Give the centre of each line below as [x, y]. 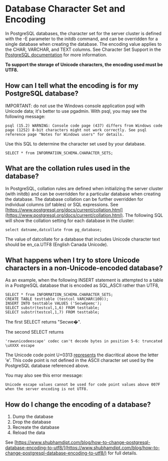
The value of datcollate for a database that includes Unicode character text [83, 239]
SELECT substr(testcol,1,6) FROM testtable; [52, 308]
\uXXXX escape [20, 346]
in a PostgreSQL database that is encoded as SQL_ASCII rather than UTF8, [82, 285]
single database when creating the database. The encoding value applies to [83, 44]
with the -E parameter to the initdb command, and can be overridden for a [81, 39]
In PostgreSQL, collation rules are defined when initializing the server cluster [84, 188]
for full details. [123, 453]
